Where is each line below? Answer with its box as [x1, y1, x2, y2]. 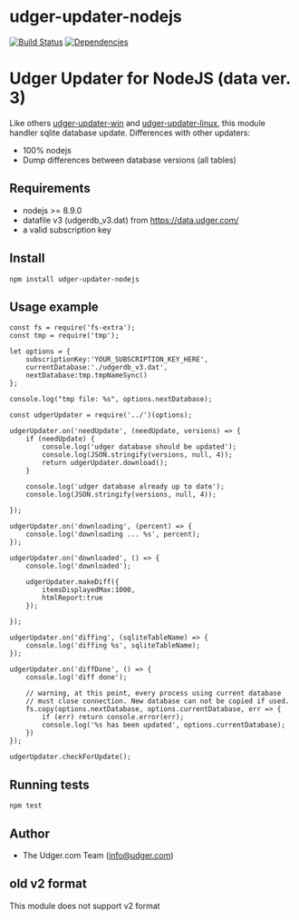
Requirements [9, 181, 91, 196]
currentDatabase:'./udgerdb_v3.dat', [25, 363, 169, 372]
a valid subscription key [22, 224, 111, 235]
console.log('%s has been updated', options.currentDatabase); [42, 720, 285, 730]
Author [9, 826, 50, 841]
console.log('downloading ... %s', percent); [25, 529, 201, 539]
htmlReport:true [42, 593, 103, 603]
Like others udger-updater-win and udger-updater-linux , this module [9, 117, 265, 128]
